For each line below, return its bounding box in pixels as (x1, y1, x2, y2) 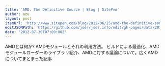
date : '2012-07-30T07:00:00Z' (5, 30, 67, 34)
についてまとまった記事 (5, 56, 53, 61)
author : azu (5, 12, 29, 16)
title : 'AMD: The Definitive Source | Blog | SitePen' (5, 7, 120, 12)
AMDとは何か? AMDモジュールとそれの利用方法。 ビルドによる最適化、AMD (5, 44, 160, 49)
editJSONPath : (5, 25, 34, 30)
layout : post (5, 16, 32, 21)
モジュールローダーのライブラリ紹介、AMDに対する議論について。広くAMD (5, 49, 158, 55)
